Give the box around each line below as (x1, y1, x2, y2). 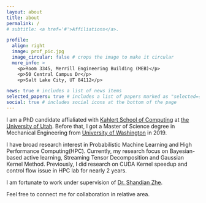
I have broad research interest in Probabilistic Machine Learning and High (6, 141, 192, 148)
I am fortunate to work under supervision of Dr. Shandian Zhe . (6, 179, 163, 186)
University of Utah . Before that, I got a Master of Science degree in (6, 122, 175, 130)
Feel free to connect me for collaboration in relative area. (6, 190, 150, 197)
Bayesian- (169, 147, 195, 155)
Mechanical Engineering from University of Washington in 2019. (6, 129, 167, 136)
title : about (6, 15, 40, 21)
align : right (12, 43, 45, 49)
